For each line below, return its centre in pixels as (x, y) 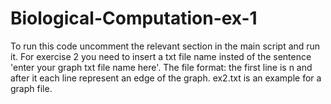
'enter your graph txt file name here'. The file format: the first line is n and (161, 67)
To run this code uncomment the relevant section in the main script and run (165, 46)
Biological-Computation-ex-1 (134, 18)
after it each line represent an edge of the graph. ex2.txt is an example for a (166, 78)
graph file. (31, 88)
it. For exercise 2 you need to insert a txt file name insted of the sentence (161, 56)
